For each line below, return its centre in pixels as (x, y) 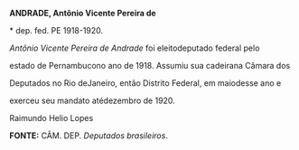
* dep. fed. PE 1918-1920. (56, 30)
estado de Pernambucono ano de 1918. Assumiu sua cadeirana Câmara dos (150, 66)
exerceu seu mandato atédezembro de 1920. (93, 100)
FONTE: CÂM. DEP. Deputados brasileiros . (89, 136)
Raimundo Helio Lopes (51, 118)
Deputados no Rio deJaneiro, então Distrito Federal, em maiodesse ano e (145, 83)
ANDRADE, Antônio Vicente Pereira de (83, 13)
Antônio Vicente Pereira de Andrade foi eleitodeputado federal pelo (135, 48)
